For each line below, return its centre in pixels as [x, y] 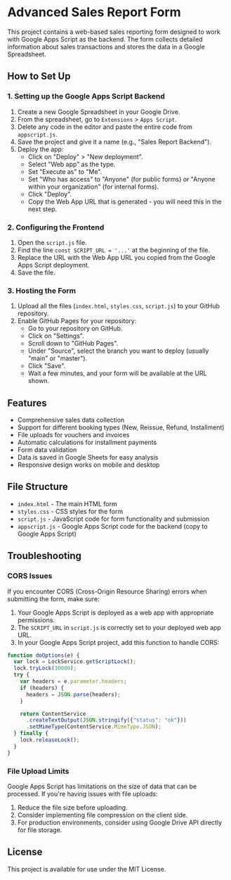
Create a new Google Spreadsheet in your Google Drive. [99, 112]
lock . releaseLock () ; [50, 740]
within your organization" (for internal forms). [93, 187]
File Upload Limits [38, 771]
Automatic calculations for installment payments [87, 442]
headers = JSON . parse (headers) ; [73, 694]
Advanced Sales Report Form [94, 12]
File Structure [38, 487]
